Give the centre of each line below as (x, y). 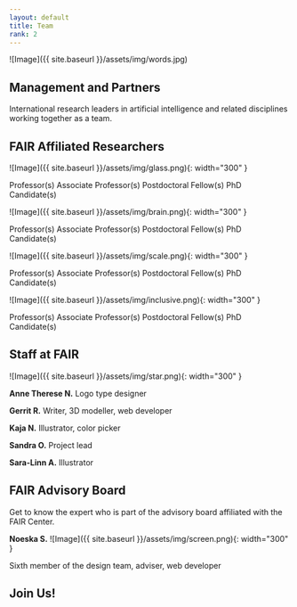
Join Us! (32, 594)
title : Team (31, 26)
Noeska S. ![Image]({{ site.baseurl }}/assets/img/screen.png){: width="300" (149, 538)
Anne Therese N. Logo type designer (78, 393)
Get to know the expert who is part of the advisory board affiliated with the (146, 512)
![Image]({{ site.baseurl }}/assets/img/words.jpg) (99, 60)
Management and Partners (85, 87)
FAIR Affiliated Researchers (87, 147)
